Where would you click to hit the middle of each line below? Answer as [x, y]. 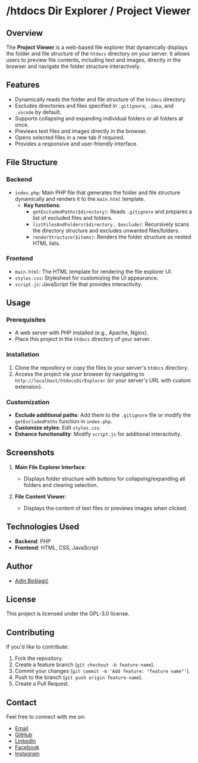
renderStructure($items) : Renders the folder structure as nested [112, 237]
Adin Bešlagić [32, 581]
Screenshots [30, 453]
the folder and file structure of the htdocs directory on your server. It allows [98, 54]
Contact [21, 702]
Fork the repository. [39, 658]
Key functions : [42, 205]
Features [23, 85]
